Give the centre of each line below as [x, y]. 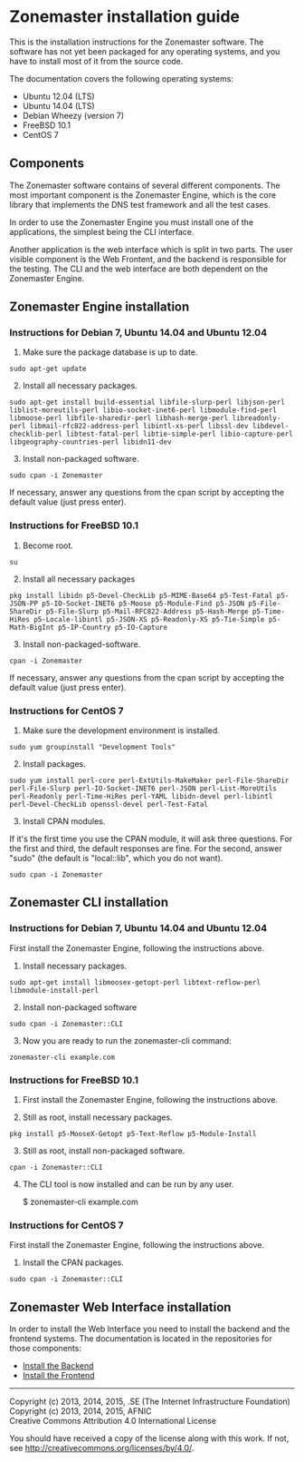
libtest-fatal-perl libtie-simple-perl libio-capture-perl [180, 434]
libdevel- [271, 427]
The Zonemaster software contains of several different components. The [145, 185]
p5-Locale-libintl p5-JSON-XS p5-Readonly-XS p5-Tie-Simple [149, 619]
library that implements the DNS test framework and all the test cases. [140, 204]
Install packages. [54, 764]
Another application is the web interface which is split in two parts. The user [151, 249]
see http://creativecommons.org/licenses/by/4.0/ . [102, 1448]
